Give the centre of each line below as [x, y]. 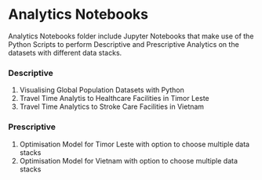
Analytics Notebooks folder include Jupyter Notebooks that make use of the [131, 36]
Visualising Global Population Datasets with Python [102, 90]
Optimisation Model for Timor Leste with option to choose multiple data [134, 144]
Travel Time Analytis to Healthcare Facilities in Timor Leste [114, 99]
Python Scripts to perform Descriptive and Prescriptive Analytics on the [124, 44]
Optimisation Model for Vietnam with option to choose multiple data [128, 160]
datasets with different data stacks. [65, 52]
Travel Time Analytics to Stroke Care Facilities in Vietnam [112, 106]
